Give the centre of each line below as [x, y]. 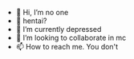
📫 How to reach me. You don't [67, 47]
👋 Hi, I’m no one [42, 12]
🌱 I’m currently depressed [59, 29]
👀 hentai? [31, 21]
